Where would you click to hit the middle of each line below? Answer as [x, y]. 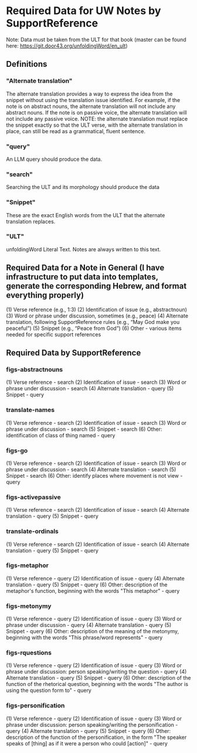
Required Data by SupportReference [74, 353]
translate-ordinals [32, 531]
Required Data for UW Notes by [84, 11]
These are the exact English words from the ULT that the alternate [86, 215]
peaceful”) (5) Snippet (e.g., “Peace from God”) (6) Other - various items [94, 328]
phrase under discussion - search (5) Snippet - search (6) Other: [84, 429]
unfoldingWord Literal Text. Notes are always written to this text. [84, 249]
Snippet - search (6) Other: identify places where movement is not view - [94, 475]
